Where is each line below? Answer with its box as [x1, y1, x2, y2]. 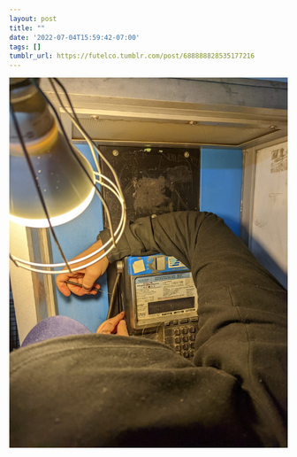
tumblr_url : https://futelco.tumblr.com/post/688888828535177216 [9, 51, 255, 61]
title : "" [9, 23, 46, 33]
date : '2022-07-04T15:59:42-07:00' [9, 33, 141, 42]
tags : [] [9, 43, 42, 51]
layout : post [9, 14, 57, 23]
